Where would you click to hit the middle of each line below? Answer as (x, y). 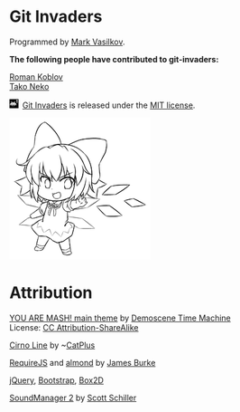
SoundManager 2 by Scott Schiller (73, 398)
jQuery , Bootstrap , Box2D (56, 380)
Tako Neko (29, 86)
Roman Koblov (36, 77)
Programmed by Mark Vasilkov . (67, 42)
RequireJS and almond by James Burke (83, 362)
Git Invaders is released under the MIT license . (109, 105)
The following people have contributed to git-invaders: (114, 59)
